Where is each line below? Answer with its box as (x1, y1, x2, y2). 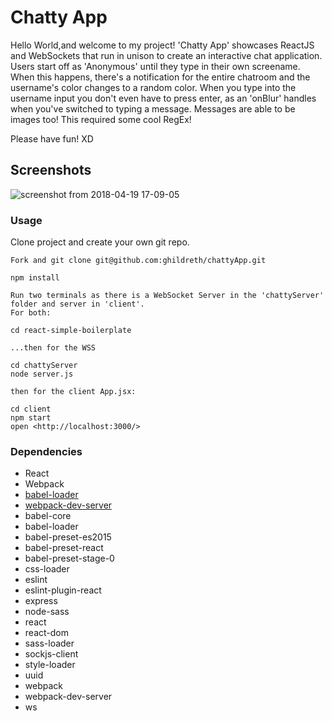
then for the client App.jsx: (10, 387, 137, 397)
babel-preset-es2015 (24, 531, 112, 543)
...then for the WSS (10, 343, 97, 353)
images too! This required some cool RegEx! (10, 113, 192, 125)
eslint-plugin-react (24, 584, 102, 596)
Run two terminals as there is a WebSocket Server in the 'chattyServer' (10, 291, 325, 301)
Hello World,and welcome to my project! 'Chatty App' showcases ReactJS (10, 39, 315, 51)
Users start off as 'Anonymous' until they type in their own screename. (10, 60, 301, 72)
